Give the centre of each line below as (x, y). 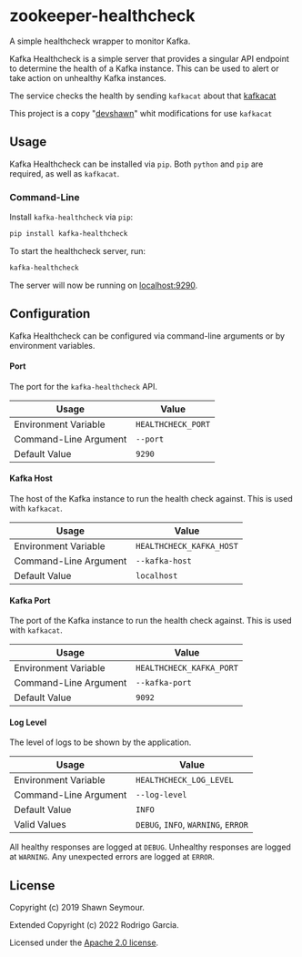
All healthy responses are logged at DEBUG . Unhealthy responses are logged (150, 847)
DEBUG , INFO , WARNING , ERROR (192, 825)
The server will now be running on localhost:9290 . (104, 285)
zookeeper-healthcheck (102, 16)
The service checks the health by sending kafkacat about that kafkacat (143, 96)
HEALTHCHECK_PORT (173, 424)
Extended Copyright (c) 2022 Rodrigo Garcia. (94, 925)
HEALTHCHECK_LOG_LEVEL (185, 780)
